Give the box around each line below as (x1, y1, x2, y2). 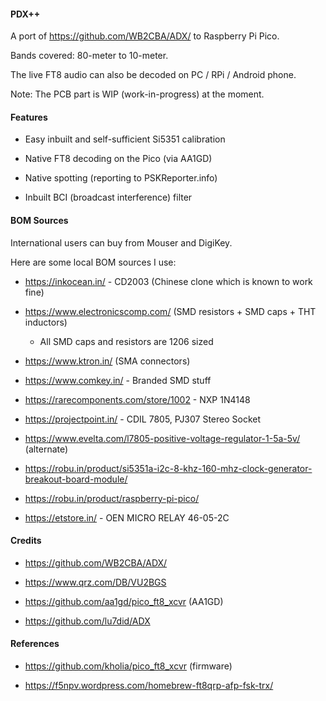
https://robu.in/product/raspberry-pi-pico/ (24, 492, 200, 504)
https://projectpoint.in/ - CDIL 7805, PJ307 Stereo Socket (24, 413, 262, 425)
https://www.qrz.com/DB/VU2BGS (24, 576, 167, 588)
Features (10, 111, 48, 123)
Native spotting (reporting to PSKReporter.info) (24, 172, 218, 184)
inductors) (24, 316, 68, 328)
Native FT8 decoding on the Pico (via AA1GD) (24, 153, 213, 165)
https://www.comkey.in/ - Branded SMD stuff (24, 374, 212, 386)
